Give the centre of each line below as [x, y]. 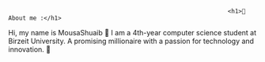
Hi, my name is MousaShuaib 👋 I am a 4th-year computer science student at [132, 33]
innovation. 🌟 [30, 49]
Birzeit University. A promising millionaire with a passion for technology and [131, 41]
